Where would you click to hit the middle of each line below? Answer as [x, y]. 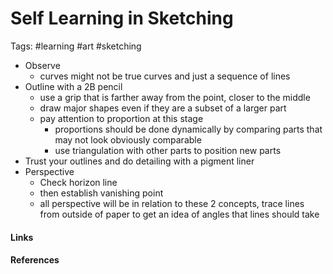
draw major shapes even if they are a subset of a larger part [163, 108]
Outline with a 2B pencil [73, 86]
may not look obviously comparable [128, 139]
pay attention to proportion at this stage [121, 118]
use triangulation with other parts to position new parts [168, 150]
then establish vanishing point [101, 193]
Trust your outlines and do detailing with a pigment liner [139, 161]
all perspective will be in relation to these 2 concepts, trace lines [172, 203]
